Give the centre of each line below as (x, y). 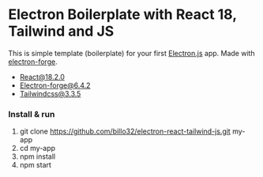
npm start (35, 165)
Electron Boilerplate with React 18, (122, 15)
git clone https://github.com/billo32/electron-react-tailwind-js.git (125, 131)
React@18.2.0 (42, 77)
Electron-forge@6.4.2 (55, 85)
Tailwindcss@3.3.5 (50, 93)
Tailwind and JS (61, 31)
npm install (38, 156)
